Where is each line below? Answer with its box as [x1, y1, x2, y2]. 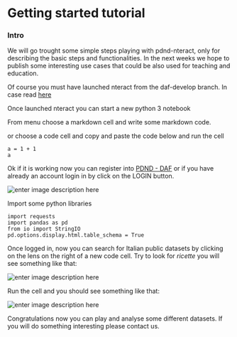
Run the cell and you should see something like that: [7, 287, 160, 296]
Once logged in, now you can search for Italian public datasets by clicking [7, 244, 224, 253]
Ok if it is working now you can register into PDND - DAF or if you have [7, 164, 214, 173]
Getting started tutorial [7, 5, 145, 21]
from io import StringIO [7, 225, 81, 232]
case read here [7, 90, 52, 99]
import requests [7, 213, 55, 220]
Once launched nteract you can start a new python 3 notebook [7, 105, 191, 113]
